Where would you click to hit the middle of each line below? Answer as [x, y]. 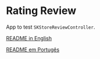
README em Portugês [33, 49]
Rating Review [41, 11]
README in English [29, 38]
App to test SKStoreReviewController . [51, 27]
